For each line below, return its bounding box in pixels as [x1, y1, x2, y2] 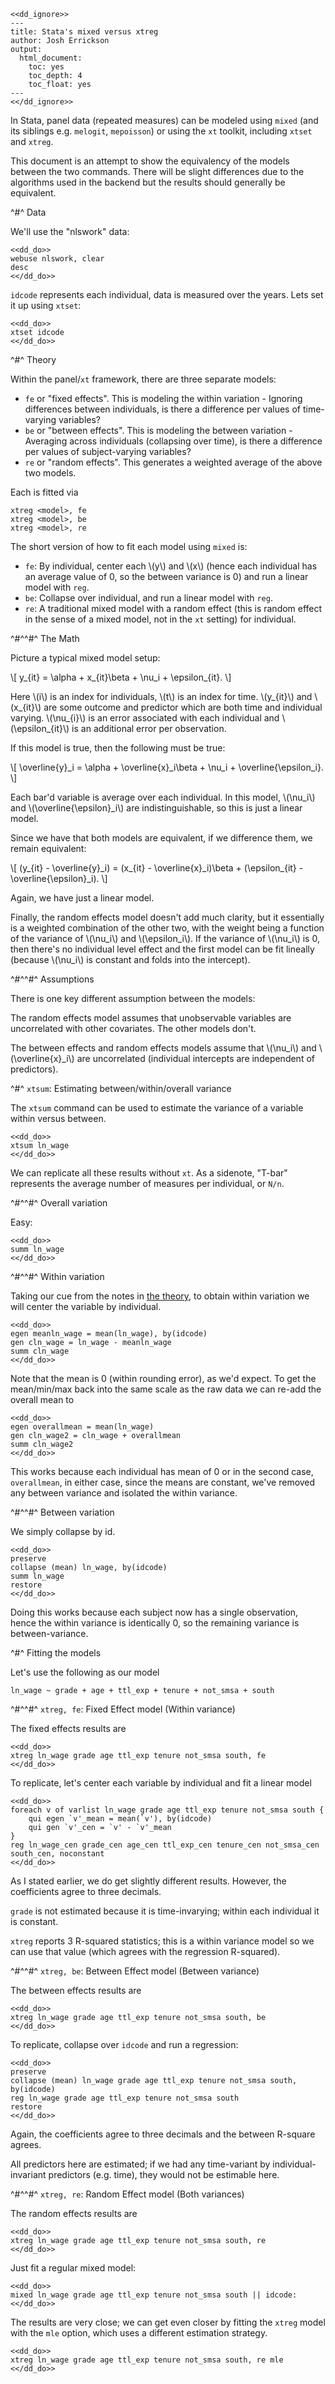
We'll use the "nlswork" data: [10, 226, 130, 237]
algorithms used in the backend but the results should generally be [10, 176, 286, 188]
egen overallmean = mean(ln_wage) [10, 1422, 155, 1432]
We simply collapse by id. [10, 1526, 116, 1537]
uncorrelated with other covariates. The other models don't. [10, 1023, 257, 1034]
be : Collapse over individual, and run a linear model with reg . [24, 592, 273, 604]
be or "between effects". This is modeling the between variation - [24, 425, 293, 436]
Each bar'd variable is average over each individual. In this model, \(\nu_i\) [10, 791, 316, 803]
